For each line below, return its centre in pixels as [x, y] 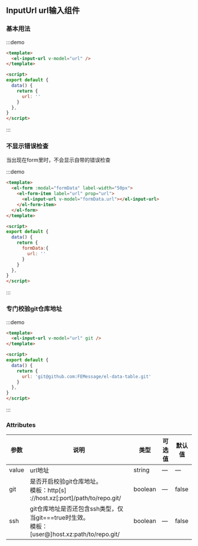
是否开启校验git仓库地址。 [66, 482]
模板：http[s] [48, 491]
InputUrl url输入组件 [43, 11]
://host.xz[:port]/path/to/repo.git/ [75, 498]
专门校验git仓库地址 [34, 309]
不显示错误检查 [27, 146]
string [142, 470]
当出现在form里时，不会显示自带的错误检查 [58, 160]
